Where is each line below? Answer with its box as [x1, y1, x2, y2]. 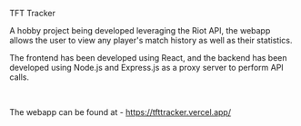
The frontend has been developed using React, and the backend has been [9, 53, 287, 63]
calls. [9, 72, 30, 82]
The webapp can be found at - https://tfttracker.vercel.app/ [9, 107, 232, 117]
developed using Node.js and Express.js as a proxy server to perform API [9, 63, 284, 73]
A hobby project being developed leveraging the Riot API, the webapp [9, 25, 271, 35]
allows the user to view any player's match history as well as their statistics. [9, 35, 293, 45]
